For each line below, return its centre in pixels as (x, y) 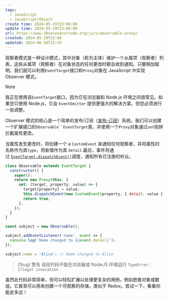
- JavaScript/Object (31, 19)
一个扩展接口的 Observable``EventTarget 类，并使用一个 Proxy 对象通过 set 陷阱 (84, 127)
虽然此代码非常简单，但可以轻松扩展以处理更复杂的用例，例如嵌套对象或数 (82, 279)
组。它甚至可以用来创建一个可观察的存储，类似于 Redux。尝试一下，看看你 (83, 286)
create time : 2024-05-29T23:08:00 (41, 24)
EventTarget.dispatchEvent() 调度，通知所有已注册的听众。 (72, 156)
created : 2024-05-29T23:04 (33, 38)
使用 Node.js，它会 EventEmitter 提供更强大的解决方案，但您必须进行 (90, 103)
